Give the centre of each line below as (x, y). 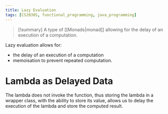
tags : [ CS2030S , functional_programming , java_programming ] (71, 15)
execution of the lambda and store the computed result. (64, 106)
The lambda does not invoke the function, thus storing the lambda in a (79, 95)
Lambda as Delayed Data (59, 81)
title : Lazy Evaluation (31, 10)
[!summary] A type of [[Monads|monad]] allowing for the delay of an (90, 29)
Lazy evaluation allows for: (34, 45)
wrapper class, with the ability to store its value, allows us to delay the (79, 101)
